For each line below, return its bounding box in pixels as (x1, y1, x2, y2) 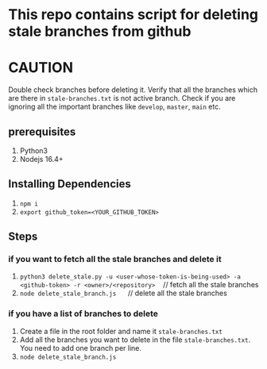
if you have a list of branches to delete (8, 308, 159, 319)
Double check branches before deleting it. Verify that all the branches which (8, 85, 258, 94)
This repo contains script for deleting (8, 6, 259, 24)
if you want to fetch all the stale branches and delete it (8, 254, 222, 265)
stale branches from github (8, 22, 192, 40)
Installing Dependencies (8, 177, 131, 191)
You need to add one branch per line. (19, 343, 141, 352)
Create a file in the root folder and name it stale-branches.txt (19, 326, 222, 336)
